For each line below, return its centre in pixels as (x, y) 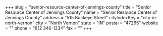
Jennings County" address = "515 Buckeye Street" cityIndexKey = (72, 18)
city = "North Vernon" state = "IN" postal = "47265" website (97, 23)
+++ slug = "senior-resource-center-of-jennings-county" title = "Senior (78, 7)
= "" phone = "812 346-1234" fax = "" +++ (49, 28)
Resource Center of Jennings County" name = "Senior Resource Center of (81, 12)
